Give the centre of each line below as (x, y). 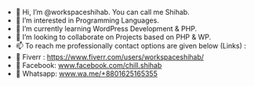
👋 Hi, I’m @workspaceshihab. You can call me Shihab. (102, 12)
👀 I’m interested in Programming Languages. (87, 20)
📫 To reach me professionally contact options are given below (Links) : (131, 46)
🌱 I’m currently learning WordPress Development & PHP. (106, 29)
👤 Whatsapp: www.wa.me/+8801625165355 (87, 73)
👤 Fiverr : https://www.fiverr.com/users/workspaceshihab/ (110, 57)
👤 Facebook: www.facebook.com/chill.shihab (89, 65)
